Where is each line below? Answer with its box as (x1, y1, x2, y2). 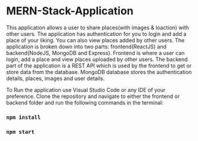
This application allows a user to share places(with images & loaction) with (6, 24, 190, 31)
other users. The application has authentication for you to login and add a (6, 30, 187, 37)
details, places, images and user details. (6, 75, 105, 82)
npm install (6, 114, 41, 121)
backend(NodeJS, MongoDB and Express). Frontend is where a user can (6, 49, 185, 56)
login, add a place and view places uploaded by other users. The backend (6, 56, 188, 63)
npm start (6, 128, 35, 135)
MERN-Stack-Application (6, 4, 134, 18)
